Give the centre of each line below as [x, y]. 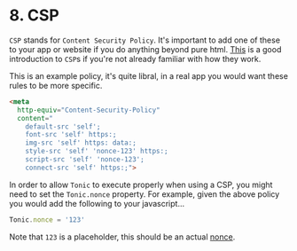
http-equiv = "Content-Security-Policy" [89, 110]
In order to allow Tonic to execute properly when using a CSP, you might [141, 184]
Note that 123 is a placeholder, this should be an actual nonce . [122, 237]
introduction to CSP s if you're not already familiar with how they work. [135, 59]
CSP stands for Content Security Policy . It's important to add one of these [145, 40]
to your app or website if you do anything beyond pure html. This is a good [145, 49]
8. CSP [34, 16]
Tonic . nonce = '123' [47, 220]
